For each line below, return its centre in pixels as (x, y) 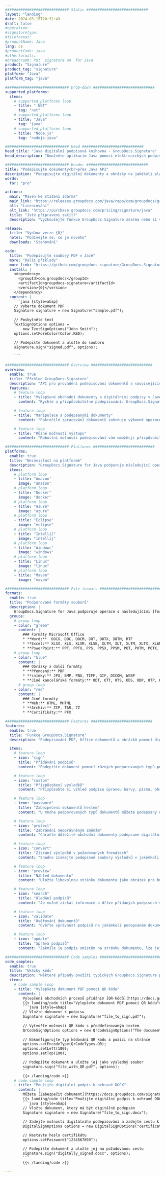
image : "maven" (34, 580)
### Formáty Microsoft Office (54, 635)
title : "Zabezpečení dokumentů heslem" (59, 808)
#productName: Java (25, 42)
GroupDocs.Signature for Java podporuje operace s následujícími (82, 611)
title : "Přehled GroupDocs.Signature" (49, 379)
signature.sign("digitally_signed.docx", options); (77, 1153)
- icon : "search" (32, 894)
